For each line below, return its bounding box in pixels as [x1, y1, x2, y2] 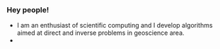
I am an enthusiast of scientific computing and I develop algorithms [16, 21, 213, 30]
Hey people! [6, 5, 50, 15]
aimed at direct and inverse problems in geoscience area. [16, 28, 185, 37]
